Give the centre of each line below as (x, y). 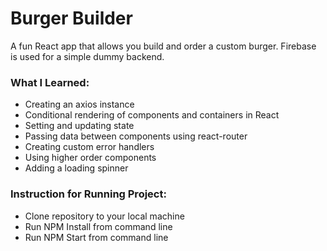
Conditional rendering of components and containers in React (152, 115)
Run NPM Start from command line (96, 237)
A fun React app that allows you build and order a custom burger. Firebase (163, 46)
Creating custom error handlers (89, 147)
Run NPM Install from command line (98, 226)
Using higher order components (90, 158)
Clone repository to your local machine (104, 216)
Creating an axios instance (79, 104)
